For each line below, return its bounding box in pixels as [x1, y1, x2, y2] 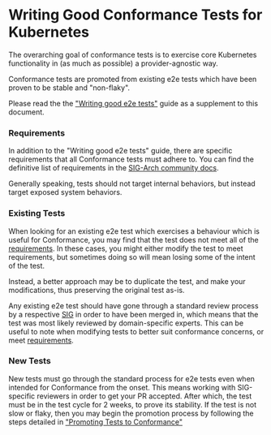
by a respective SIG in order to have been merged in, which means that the [8, 309, 259, 319]
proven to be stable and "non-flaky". [8, 83, 131, 93]
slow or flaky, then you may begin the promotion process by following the [8, 408, 254, 418]
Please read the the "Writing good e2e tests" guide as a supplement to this [8, 98, 258, 108]
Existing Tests [8, 208, 66, 219]
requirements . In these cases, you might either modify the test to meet [8, 243, 243, 253]
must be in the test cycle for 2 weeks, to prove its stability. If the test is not [8, 399, 257, 409]
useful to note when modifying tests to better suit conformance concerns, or [8, 326, 265, 336]
